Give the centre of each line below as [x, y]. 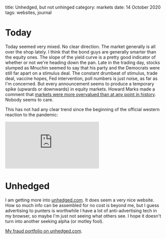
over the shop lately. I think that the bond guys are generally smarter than [81, 51]
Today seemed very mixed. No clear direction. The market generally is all [80, 46]
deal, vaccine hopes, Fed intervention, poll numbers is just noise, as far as [81, 78]
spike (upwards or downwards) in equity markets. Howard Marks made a [80, 89]
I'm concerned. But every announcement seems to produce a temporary [80, 83]
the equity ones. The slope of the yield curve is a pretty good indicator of [80, 57]
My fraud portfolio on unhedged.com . [44, 231]
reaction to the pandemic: [32, 114]
